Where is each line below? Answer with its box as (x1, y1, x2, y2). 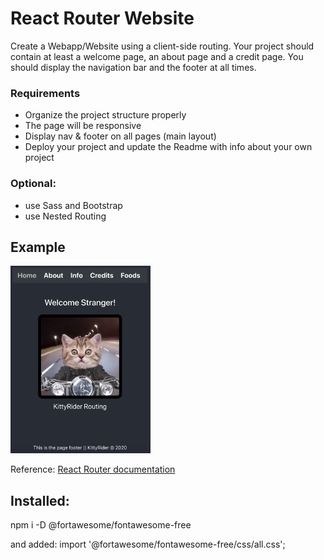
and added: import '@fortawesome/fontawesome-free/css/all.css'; (10, 538, 286, 551)
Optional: (10, 177, 57, 191)
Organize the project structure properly (24, 109, 187, 121)
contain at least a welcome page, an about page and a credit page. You (10, 50, 304, 62)
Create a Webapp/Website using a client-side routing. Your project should (10, 40, 315, 52)
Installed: (10, 492, 70, 509)
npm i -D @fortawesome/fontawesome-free (10, 519, 192, 531)
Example (10, 238, 66, 256)
